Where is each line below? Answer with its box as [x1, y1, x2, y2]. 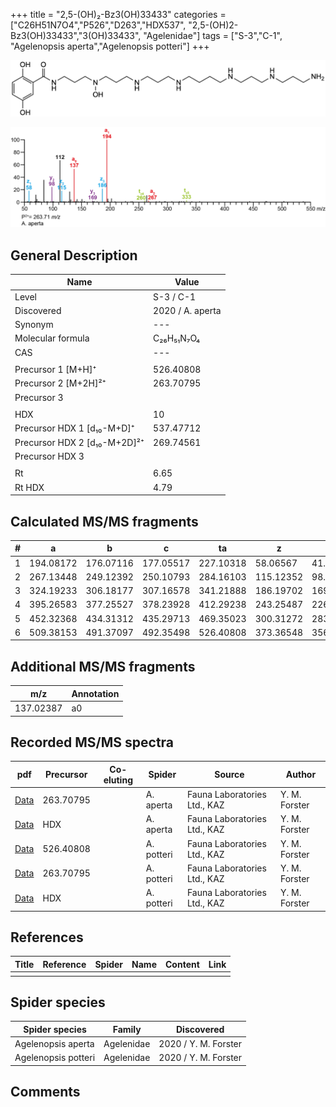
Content [164, 958, 200, 970]
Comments [10, 1084, 81, 1101]
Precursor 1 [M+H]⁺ [14, 364, 97, 376]
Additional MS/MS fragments [10, 658, 196, 675]
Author [285, 769, 317, 781]
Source [214, 769, 245, 781]
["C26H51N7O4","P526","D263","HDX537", [10, 19, 187, 31]
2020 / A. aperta [153, 304, 222, 316]
